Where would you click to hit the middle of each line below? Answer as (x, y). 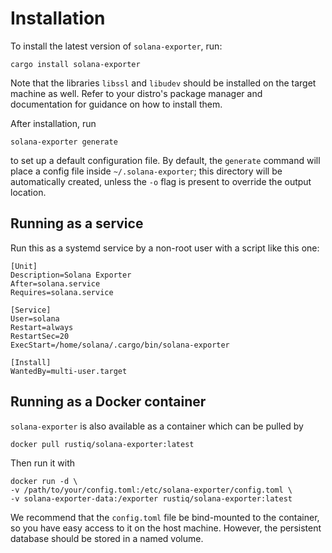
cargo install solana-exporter (75, 64)
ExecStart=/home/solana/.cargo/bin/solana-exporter (120, 345)
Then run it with (43, 463)
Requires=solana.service (62, 292)
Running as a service (77, 223)
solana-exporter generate (64, 142)
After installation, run (53, 123)
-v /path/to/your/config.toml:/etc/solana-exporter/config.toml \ (151, 490)
